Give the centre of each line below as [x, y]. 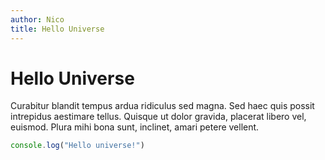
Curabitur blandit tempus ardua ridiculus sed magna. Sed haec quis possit [162, 106]
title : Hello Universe [57, 29]
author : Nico [37, 19]
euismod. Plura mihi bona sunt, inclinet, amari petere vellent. [135, 127]
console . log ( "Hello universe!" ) [77, 146]
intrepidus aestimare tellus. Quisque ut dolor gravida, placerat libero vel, [158, 117]
